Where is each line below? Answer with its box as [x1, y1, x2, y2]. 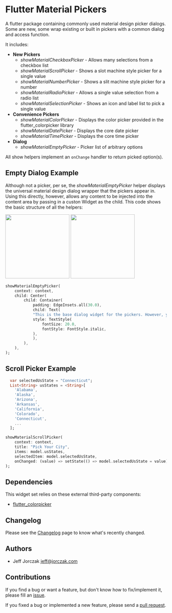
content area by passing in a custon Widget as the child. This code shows [5, 198, 161, 205]
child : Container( [24, 298, 63, 303]
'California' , [14, 406, 45, 412]
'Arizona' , [14, 397, 38, 402]
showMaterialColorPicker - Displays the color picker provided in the [20, 116, 164, 122]
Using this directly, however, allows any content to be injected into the [5, 193, 153, 199]
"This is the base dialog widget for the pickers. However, [32, 312, 164, 317]
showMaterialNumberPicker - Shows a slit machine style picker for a [20, 78, 165, 85]
